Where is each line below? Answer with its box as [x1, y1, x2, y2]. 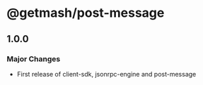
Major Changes [6, 54, 61, 64]
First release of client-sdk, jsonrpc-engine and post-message [16, 70, 197, 78]
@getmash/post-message [6, 5, 165, 21]
